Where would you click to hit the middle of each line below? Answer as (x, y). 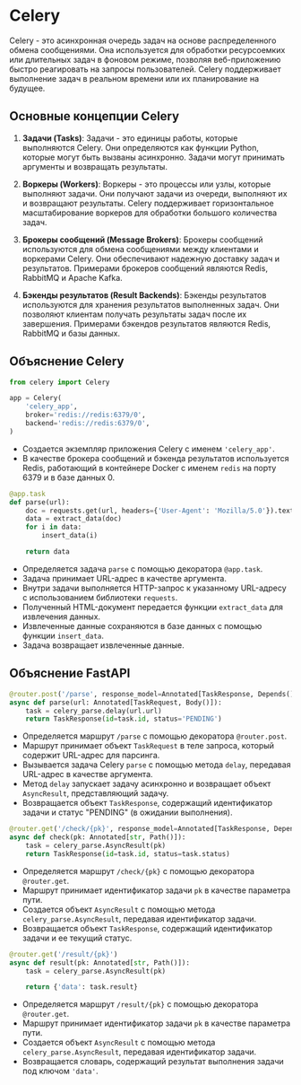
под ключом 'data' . (60, 1071)
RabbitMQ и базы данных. (71, 333)
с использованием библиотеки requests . (100, 597)
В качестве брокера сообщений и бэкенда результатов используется (155, 458)
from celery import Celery (60, 382)
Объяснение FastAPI (70, 674)
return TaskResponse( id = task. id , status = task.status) (128, 853)
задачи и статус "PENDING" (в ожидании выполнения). (127, 812)
